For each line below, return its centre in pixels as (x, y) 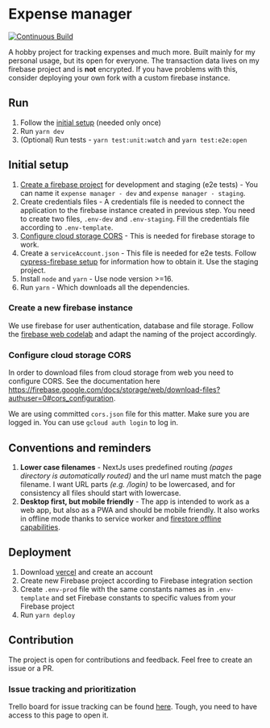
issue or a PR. (31, 668)
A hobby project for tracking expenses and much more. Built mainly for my (132, 52)
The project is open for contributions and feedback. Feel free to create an (130, 659)
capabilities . (40, 527)
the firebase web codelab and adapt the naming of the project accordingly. (133, 334)
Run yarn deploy (48, 614)
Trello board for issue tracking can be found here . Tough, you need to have (133, 706)
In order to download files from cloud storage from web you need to (121, 372)
